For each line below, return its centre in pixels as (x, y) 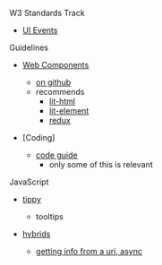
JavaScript (29, 182)
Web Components (55, 65)
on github (53, 82)
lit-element (69, 111)
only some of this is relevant (101, 164)
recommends (60, 92)
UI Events (40, 30)
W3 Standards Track (47, 13)
